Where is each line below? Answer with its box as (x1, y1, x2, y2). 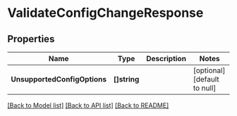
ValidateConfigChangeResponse (7, 5, 204, 21)
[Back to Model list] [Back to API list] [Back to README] (7, 101, 169, 110)
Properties (7, 33, 55, 45)
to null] (193, 83, 217, 93)
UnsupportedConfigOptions (11, 75, 107, 84)
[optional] (193, 65, 226, 75)
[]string (113, 75, 140, 84)
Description (145, 54, 187, 63)
